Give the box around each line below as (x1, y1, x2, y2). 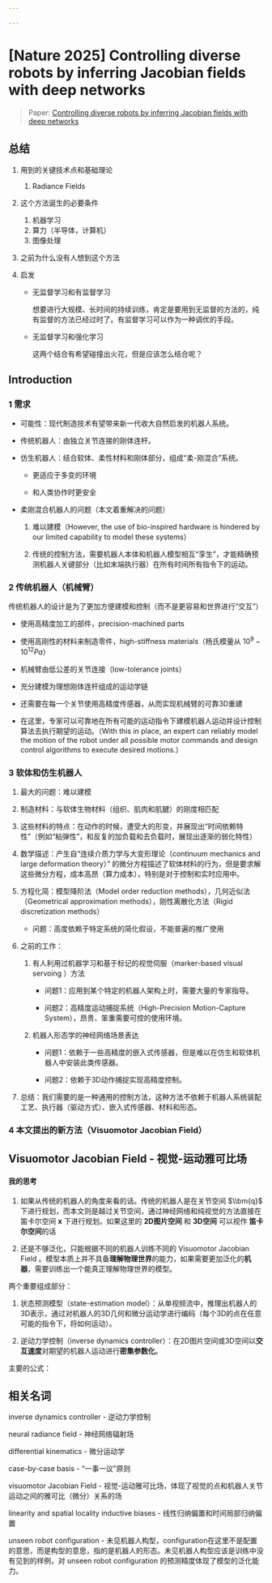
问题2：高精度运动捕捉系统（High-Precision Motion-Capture (44, 1003, 246, 1013)
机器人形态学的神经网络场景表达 (32, 1031, 139, 1040)
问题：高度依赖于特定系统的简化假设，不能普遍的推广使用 (32, 924, 224, 933)
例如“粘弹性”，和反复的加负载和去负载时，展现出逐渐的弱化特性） (37, 832, 257, 842)
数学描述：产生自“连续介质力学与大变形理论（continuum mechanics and (19, 849, 261, 859)
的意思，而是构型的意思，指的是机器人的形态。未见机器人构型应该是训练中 (8, 1546, 257, 1555)
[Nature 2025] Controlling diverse (8, 46, 241, 65)
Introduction (8, 372, 73, 386)
